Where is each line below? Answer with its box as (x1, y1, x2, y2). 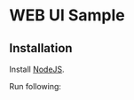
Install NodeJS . (9, 64, 65, 74)
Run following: (9, 81, 62, 91)
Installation (9, 41, 73, 56)
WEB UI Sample (9, 5, 126, 26)
